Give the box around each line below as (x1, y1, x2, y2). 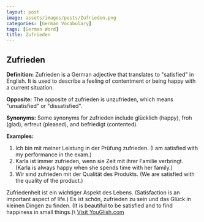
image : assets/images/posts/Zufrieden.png (6, 15, 116, 21)
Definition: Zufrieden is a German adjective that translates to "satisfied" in (6, 71, 194, 78)
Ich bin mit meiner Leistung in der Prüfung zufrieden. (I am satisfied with (15, 144, 198, 151)
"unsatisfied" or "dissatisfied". (6, 102, 83, 109)
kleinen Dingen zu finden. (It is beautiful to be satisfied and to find (6, 202, 173, 209)
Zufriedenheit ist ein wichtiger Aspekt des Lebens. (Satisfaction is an (6, 188, 180, 196)
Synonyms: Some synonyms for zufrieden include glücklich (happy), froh (6, 114, 192, 121)
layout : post (6, 9, 40, 15)
